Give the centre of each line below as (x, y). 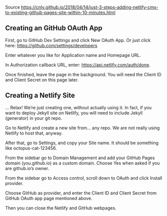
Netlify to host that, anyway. (34, 133)
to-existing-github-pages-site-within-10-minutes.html (60, 12)
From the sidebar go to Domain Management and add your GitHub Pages (80, 158)
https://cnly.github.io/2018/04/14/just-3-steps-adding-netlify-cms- (89, 7)
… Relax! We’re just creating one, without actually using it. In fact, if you (79, 107)
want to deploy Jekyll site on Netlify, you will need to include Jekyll (74, 113)
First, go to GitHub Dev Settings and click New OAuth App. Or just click (78, 40)
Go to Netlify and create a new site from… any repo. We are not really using (83, 128)
